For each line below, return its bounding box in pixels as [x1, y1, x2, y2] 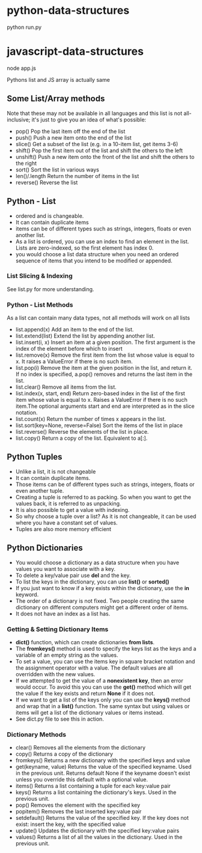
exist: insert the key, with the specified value [15, 821, 126, 828]
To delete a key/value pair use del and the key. [15, 571, 131, 579]
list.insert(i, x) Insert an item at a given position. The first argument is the [15, 339, 196, 346]
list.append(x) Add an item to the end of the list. [15, 326, 134, 333]
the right [15, 159, 37, 167]
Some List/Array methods [7, 94, 105, 104]
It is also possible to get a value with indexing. [15, 506, 130, 513]
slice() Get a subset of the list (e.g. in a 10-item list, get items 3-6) [15, 140, 179, 147]
